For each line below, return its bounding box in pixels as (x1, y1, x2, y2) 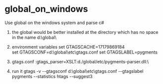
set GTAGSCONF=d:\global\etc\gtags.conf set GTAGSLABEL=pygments (11, 49, 158, 55)
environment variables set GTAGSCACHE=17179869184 (11, 44, 125, 50)
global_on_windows (4, 3, 88, 15)
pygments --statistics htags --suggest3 (11, 73, 93, 79)
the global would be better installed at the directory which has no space (11, 29, 159, 35)
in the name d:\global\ (11, 34, 57, 40)
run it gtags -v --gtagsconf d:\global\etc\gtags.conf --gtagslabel (11, 68, 144, 74)
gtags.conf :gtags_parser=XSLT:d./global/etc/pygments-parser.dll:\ (11, 58, 149, 64)
